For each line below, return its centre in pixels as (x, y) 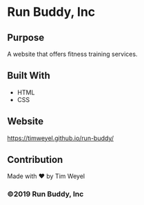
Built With (29, 76)
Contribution (35, 160)
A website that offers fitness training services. (72, 54)
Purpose (26, 38)
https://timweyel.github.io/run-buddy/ (61, 138)
